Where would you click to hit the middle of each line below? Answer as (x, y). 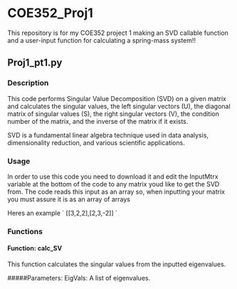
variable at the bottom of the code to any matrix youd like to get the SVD (114, 184)
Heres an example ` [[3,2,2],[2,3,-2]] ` (62, 213)
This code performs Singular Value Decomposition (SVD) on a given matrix (117, 98)
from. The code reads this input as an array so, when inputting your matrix (116, 191)
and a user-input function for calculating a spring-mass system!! (102, 40)
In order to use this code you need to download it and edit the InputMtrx (113, 177)
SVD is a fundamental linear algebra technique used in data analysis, (108, 135)
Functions (25, 231)
